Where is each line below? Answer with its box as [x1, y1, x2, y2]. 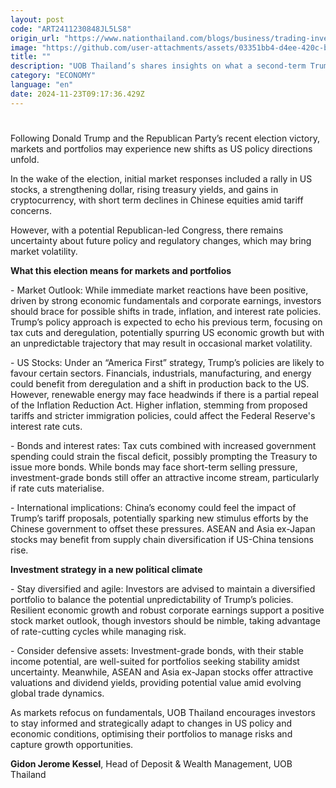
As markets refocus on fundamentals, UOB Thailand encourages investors [10, 706, 316, 718]
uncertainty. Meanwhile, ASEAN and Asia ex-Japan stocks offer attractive [10, 666, 314, 678]
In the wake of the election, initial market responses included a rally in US [10, 172, 313, 185]
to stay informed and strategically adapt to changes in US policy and [10, 717, 293, 729]
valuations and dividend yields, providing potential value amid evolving [10, 676, 302, 688]
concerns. [10, 204, 53, 216]
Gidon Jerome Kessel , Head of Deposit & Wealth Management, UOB [10, 757, 293, 770]
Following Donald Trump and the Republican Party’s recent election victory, [10, 132, 320, 144]
